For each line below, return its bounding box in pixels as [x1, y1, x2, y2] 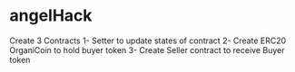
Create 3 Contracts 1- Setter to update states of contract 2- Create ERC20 [9, 35, 287, 46]
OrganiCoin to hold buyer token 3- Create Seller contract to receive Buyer [9, 44, 285, 55]
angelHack [9, 5, 93, 26]
